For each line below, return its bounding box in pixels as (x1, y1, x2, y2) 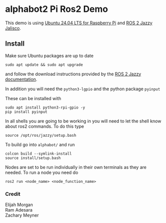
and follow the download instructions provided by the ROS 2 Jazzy (5, 71, 141, 77)
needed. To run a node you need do (5, 169, 78, 175)
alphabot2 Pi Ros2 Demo (5, 3, 108, 15)
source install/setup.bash (5, 155, 61, 161)
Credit (5, 190, 21, 197)
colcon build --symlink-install (5, 151, 72, 156)
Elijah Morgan (5, 202, 33, 208)
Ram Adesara (5, 207, 33, 213)
